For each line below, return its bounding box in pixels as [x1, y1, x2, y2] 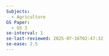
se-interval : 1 [6, 30, 43, 36]
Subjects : [6, 8, 30, 15]
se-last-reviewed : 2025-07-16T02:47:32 [6, 36, 104, 41]
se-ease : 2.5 [6, 41, 38, 47]
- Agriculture [11, 14, 46, 20]
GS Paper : [6, 19, 30, 25]
